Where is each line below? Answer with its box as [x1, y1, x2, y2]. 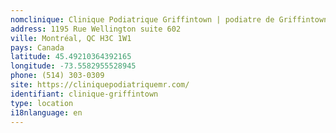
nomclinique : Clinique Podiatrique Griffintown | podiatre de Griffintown [10, 14, 329, 25]
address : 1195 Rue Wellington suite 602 [10, 24, 182, 34]
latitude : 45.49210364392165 [10, 52, 132, 62]
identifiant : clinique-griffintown [10, 89, 159, 99]
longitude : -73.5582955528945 [10, 61, 137, 71]
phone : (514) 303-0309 [10, 71, 105, 81]
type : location [10, 98, 74, 108]
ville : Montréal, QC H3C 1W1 [10, 33, 132, 43]
